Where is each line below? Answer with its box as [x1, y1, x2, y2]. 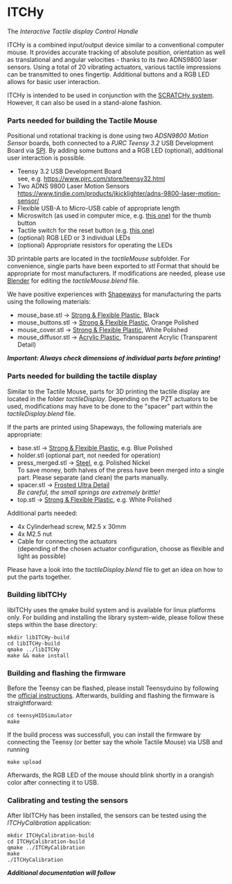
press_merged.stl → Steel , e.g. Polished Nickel [17, 458, 150, 466]
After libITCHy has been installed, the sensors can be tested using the [7, 811, 207, 820]
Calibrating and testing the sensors [7, 796, 128, 805]
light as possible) [17, 552, 66, 560]
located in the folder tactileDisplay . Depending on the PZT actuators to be [7, 394, 218, 403]
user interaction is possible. [7, 154, 87, 162]
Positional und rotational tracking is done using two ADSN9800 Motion [7, 131, 209, 140]
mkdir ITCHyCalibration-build [7, 832, 95, 840]
